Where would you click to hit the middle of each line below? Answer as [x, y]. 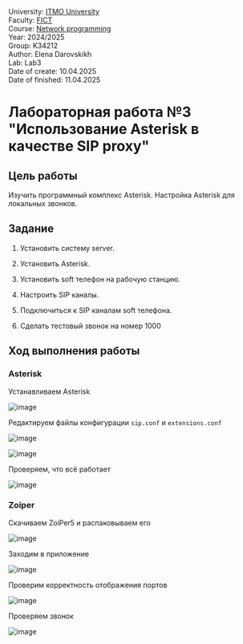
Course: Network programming [60, 28]
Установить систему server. [67, 248]
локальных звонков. [43, 203]
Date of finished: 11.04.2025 [55, 80]
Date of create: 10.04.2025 [53, 71]
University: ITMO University [54, 12]
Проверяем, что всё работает [59, 469]
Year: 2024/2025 [36, 37]
